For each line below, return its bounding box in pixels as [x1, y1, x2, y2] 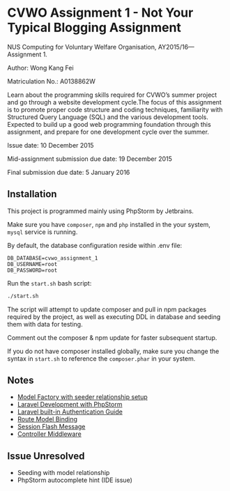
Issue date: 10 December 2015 [7, 141, 94, 149]
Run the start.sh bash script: [7, 279, 92, 287]
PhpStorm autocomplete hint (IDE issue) [17, 476, 132, 485]
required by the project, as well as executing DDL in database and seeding [7, 312, 221, 321]
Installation [7, 188, 57, 200]
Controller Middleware [17, 430, 82, 438]
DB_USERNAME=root [7, 260, 58, 267]
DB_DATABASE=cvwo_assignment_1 [7, 254, 98, 262]
